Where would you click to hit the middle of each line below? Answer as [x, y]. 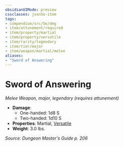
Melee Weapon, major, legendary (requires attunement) [62, 98]
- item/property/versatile [33, 37]
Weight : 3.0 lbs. [29, 129]
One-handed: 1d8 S [39, 113]
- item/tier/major [24, 46]
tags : [11, 19]
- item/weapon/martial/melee [35, 51]
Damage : [22, 108]
